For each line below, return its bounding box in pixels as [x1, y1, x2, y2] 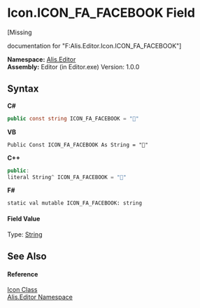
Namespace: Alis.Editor [7, 55, 76, 64]
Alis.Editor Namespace [7, 293, 73, 302]
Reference [7, 269, 38, 278]
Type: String [7, 230, 43, 239]
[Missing [7, 28, 33, 36]
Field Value [7, 214, 41, 223]
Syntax [7, 83, 39, 95]
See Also [7, 250, 47, 262]
